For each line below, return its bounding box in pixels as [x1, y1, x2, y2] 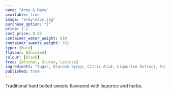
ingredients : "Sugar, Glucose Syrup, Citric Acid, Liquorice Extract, [5, 64, 158, 69]
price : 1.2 [5, 26, 28, 32]
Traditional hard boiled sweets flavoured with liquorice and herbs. [5, 83, 143, 89]
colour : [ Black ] [5, 54, 40, 60]
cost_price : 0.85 [5, 31, 42, 36]
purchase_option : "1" [5, 21, 51, 27]
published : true [5, 69, 40, 74]
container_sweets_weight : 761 [5, 41, 70, 46]
